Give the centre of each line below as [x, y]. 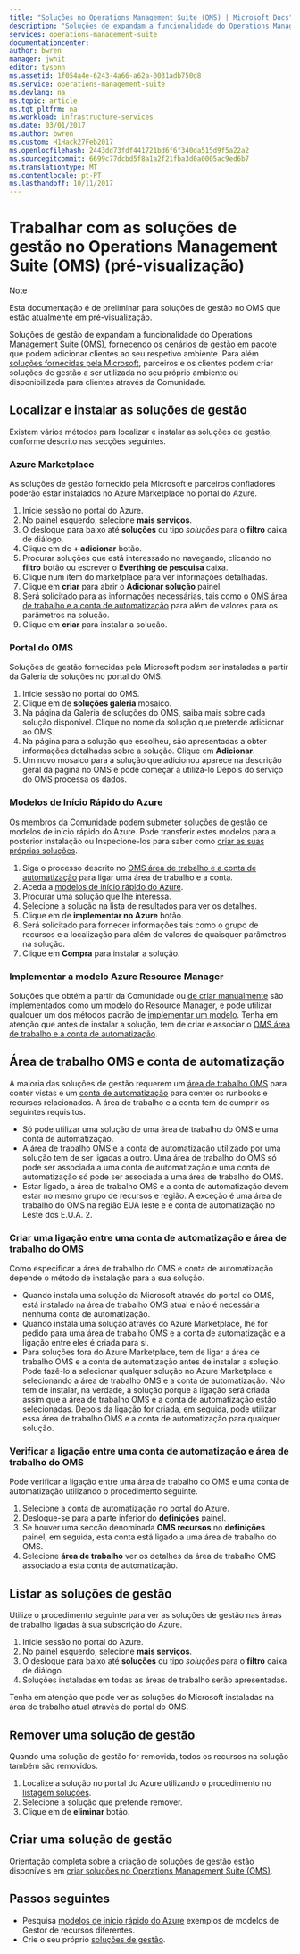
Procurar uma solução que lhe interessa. [96, 896]
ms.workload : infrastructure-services [81, 117]
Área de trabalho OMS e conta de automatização [147, 1062]
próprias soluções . [44, 851]
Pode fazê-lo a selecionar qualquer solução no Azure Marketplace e [148, 1371]
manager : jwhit [37, 59]
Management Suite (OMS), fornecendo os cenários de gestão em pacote [143, 344]
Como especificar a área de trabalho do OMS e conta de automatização [142, 1269]
